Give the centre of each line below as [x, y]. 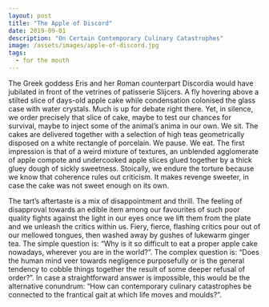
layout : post [30, 16]
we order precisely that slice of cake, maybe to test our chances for [120, 117]
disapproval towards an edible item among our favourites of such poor [124, 209]
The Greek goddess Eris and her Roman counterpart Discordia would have [131, 83]
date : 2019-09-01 [37, 30]
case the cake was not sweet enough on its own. [89, 185]
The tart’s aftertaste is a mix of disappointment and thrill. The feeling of [125, 200]
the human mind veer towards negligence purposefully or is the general [126, 261]
